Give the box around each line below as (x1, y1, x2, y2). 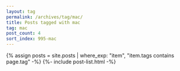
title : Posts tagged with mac (6, 19, 81, 25)
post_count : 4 (6, 31, 41, 36)
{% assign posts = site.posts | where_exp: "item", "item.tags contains (6, 52, 175, 59)
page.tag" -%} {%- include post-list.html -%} (6, 58, 116, 65)
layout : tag (6, 8, 35, 15)
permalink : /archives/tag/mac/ (6, 14, 83, 20)
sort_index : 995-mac (6, 36, 57, 42)
